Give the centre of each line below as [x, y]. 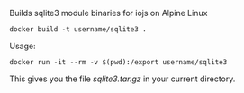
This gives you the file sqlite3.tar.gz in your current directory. [122, 79]
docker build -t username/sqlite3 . [78, 30]
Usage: [23, 46]
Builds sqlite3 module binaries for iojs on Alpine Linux [108, 13]
